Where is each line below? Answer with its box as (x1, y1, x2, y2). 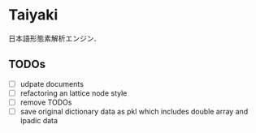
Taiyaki (8, 6, 59, 24)
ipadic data (20, 116, 59, 125)
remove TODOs (20, 97, 72, 107)
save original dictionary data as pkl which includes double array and (20, 106, 249, 116)
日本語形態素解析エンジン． (8, 33, 102, 43)
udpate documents (20, 79, 84, 88)
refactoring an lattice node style (20, 88, 128, 98)
